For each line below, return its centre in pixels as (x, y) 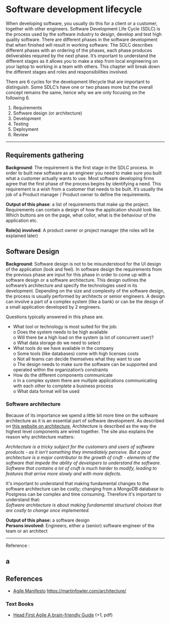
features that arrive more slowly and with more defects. (64, 473)
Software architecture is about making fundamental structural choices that (84, 505)
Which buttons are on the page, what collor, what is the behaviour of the (81, 215)
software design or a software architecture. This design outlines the (76, 280)
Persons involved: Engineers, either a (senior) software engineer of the (80, 525)
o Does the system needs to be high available (60, 332)
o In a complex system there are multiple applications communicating (85, 380)
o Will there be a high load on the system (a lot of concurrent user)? (83, 337)
